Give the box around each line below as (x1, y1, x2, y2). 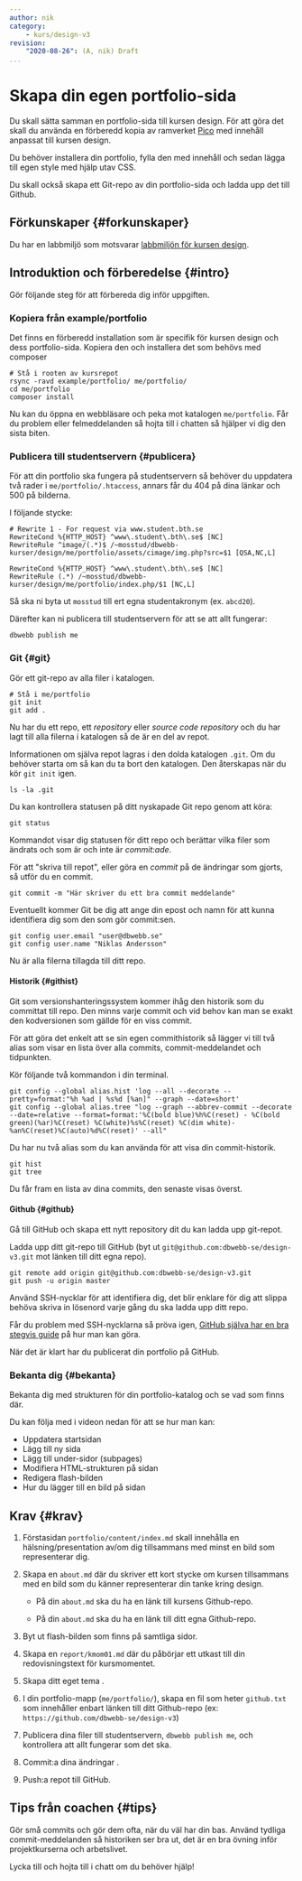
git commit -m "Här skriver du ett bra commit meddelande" (9, 889, 236, 898)
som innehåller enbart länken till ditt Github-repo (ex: (22, 1703, 219, 1714)
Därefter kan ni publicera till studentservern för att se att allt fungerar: (9, 613, 268, 624)
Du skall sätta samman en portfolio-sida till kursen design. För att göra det (9, 116, 284, 126)
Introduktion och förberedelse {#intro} (9, 265, 230, 281)
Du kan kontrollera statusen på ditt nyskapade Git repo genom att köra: (9, 801, 273, 812)
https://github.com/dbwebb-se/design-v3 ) (22, 1712, 179, 1723)
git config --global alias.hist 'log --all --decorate (9, 1086, 220, 1095)
